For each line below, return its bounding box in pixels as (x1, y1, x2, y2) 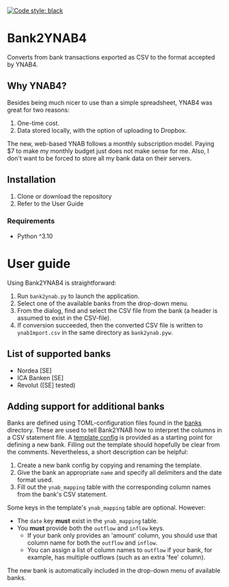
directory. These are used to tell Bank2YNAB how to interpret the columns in (7, 426, 222, 434)
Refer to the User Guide (16, 199, 84, 208)
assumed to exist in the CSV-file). (16, 314, 111, 322)
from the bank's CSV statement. (16, 490, 108, 499)
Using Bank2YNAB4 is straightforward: (7, 278, 117, 287)
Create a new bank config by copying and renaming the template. (16, 461, 202, 469)
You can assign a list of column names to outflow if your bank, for (27, 546, 213, 554)
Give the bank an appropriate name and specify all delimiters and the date (16, 469, 222, 477)
